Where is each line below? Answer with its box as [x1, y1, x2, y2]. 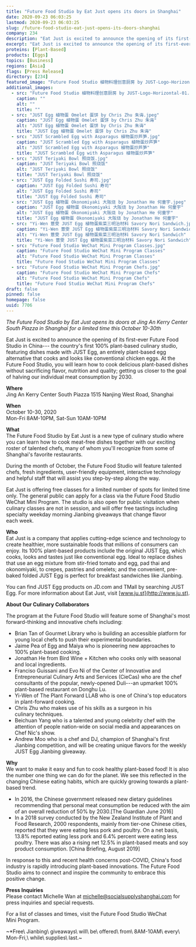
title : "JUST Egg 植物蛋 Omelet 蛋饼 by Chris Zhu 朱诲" [16, 128, 152, 135]
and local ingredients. [14, 661, 67, 668]
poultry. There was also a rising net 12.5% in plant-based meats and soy [14, 839, 188, 846]
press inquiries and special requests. [6, 899, 94, 906]
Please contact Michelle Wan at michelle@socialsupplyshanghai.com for [6, 893, 180, 900]
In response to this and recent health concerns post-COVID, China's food [6, 856, 182, 863]
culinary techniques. [14, 711, 64, 718]
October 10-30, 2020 [6, 408, 57, 416]
